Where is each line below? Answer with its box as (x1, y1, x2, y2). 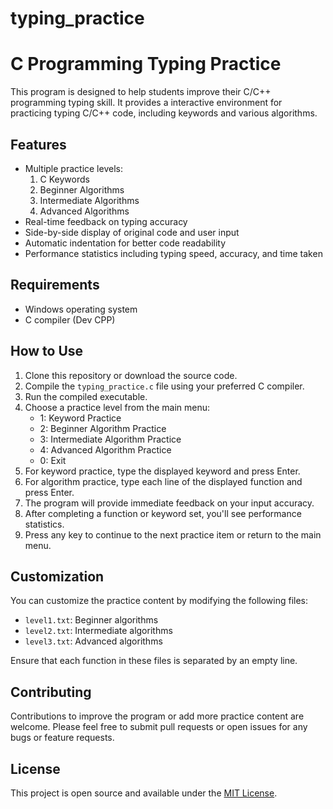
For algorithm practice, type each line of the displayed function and (24, 475, 303, 487)
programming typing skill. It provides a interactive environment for (10, 97, 283, 109)
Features (10, 136, 67, 153)
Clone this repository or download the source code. (24, 369, 238, 381)
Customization (10, 568, 105, 585)
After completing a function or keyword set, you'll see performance (24, 507, 302, 519)
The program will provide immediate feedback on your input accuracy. (24, 497, 315, 509)
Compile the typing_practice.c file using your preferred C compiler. (24, 380, 305, 392)
